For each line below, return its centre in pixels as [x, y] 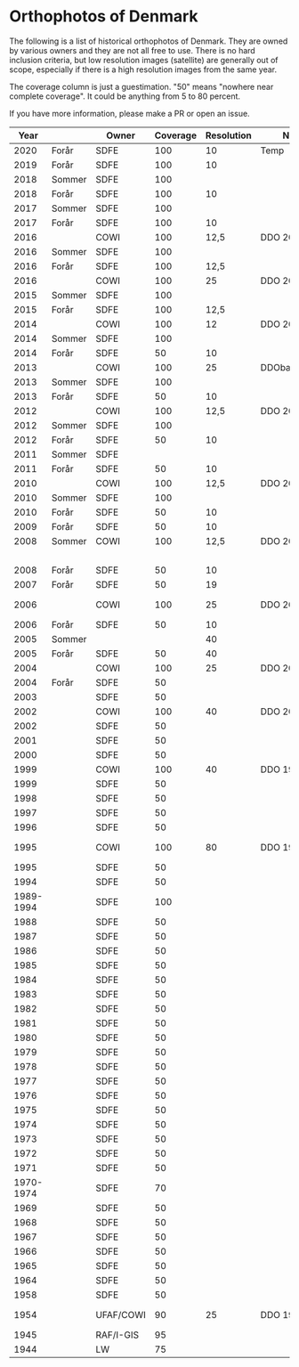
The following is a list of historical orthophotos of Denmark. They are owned [149, 41]
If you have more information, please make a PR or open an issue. [130, 113]
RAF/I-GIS [117, 1335]
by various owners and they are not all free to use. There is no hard [132, 50]
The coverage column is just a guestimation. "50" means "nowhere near [141, 86]
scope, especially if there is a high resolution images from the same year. [143, 69]
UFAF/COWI [121, 1314]
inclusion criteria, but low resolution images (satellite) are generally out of [144, 60]
